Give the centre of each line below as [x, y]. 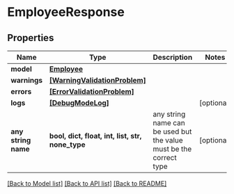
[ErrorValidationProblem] [92, 91]
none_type [67, 145]
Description [173, 57]
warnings [27, 80]
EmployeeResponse [66, 12]
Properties [31, 38]
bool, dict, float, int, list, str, [95, 136]
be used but [172, 131]
